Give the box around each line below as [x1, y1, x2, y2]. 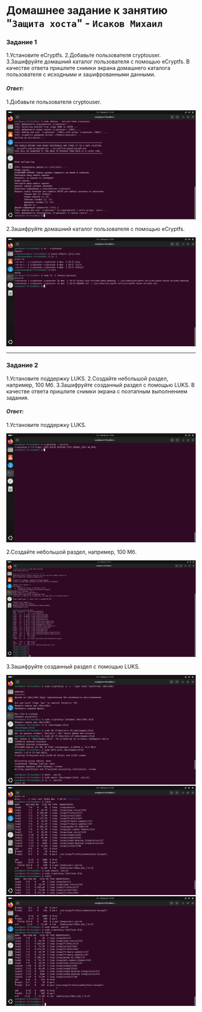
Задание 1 [6, 38, 37, 46]
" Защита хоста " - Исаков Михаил [6, 16, 163, 30]
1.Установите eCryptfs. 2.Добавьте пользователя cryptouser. [6, 52, 161, 59]
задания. [6, 394, 29, 401]
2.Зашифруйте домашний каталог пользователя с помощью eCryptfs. [6, 225, 185, 232]
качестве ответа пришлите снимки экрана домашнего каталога [6, 65, 171, 72]
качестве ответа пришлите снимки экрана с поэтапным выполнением [6, 387, 188, 395]
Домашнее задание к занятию [6, 4, 168, 17]
